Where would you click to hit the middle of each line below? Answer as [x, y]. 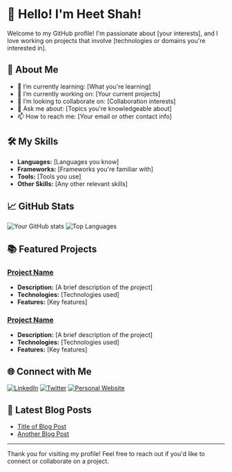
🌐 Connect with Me [49, 371]
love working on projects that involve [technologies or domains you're [106, 40]
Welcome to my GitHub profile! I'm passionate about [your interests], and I [113, 33]
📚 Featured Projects [52, 249]
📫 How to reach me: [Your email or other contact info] [95, 116]
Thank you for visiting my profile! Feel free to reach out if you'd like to [106, 453]
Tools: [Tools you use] [49, 176]
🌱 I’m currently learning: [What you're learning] [84, 87]
